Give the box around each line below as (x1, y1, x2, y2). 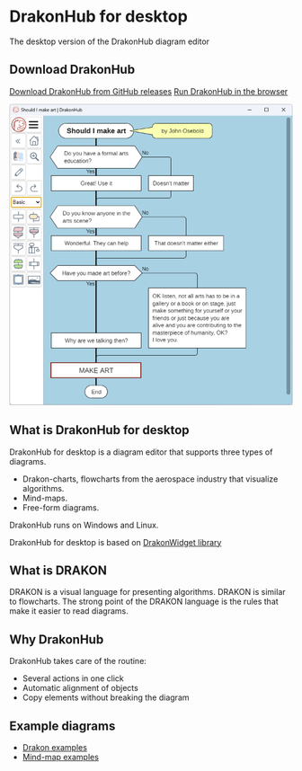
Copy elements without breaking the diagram (22, 692, 191, 703)
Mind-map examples (22, 752, 99, 762)
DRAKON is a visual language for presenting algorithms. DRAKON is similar (9, 587, 286, 598)
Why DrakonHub (9, 632, 104, 647)
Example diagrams (9, 718, 116, 733)
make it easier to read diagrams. (9, 606, 129, 616)
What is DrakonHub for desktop (9, 422, 191, 438)
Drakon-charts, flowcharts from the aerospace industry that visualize (22, 474, 279, 484)
